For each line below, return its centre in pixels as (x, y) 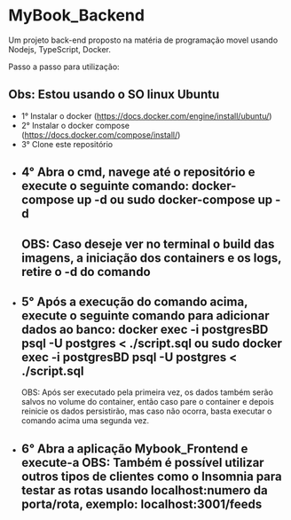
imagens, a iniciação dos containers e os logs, (151, 258)
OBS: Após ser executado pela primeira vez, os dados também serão (147, 392)
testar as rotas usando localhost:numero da (144, 490)
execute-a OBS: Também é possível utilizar (142, 462)
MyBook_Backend (77, 16)
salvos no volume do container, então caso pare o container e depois (147, 402)
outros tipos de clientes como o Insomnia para (151, 476)
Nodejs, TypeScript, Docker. (60, 49)
